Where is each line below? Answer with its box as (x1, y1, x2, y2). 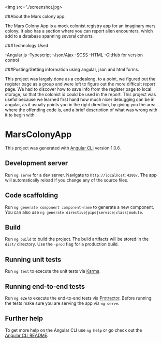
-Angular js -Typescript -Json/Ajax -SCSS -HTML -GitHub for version (5, 52, 143, 58)
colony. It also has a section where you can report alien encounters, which (5, 28, 153, 33)
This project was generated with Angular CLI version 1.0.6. (5, 145, 121, 151)
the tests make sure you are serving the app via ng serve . (5, 300, 119, 306)
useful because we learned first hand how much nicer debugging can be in (5, 97, 155, 102)
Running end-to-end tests (5, 282, 85, 291)
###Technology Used (5, 43, 48, 48)
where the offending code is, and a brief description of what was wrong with (5, 107, 158, 113)
